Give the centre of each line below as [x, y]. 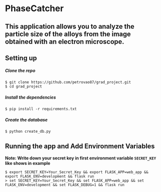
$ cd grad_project [24, 86]
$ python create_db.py [28, 131]
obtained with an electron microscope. [65, 42]
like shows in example [28, 163]
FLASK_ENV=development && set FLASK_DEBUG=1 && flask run [65, 185]
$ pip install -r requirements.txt [41, 109]
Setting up [21, 58]
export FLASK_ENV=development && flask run [50, 176]
